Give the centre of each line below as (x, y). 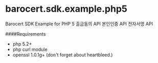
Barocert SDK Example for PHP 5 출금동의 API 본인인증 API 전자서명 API (79, 24)
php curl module (30, 49)
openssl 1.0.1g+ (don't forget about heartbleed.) (63, 55)
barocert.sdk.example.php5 (66, 9)
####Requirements (26, 34)
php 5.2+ (22, 44)
